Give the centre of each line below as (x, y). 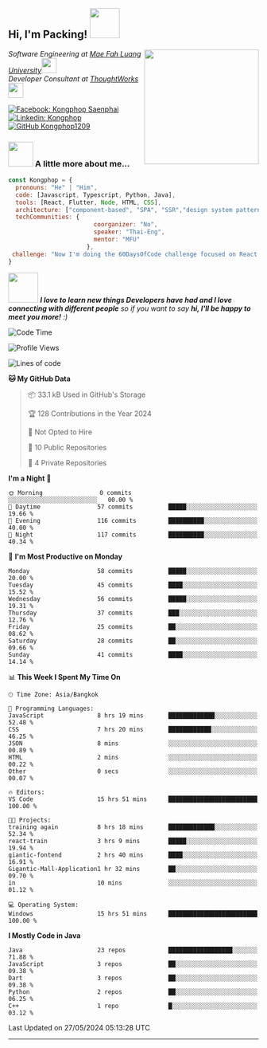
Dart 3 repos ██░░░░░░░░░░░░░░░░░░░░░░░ (133, 978)
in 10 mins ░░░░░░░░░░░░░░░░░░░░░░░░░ (133, 883)
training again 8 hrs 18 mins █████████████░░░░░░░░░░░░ (133, 827)
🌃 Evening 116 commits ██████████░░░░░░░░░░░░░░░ (133, 520)
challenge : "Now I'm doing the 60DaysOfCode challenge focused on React (135, 254)
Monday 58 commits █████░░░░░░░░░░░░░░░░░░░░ (133, 571)
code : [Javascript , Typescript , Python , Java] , (96, 195)
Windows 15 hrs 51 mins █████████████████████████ (133, 913)
